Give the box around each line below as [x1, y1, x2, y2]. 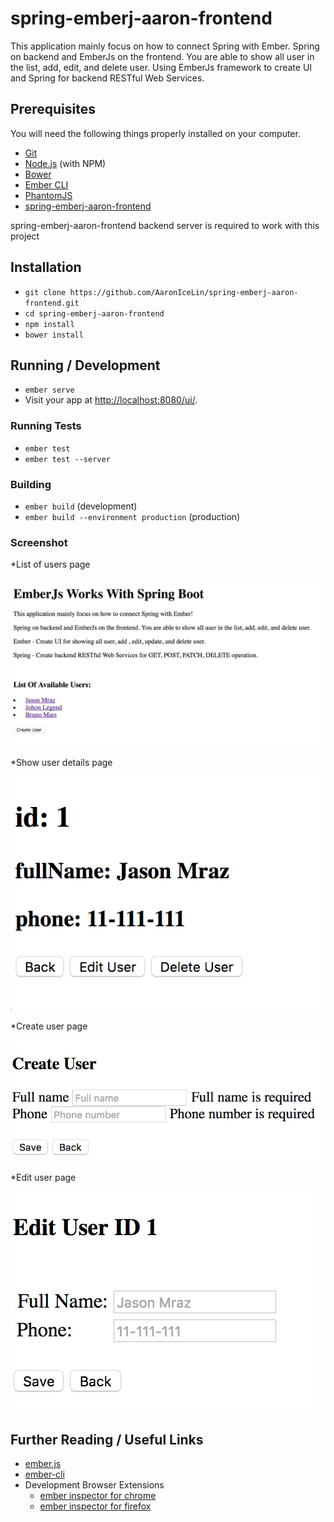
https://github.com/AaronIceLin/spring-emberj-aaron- [69, 287, 299, 297]
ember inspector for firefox [39, 1500, 152, 1512]
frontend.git [24, 298, 80, 308]
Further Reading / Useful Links [10, 1431, 204, 1448]
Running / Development [10, 357, 161, 374]
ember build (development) [24, 500, 138, 512]
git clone [24, 287, 67, 297]
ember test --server [24, 454, 111, 464]
